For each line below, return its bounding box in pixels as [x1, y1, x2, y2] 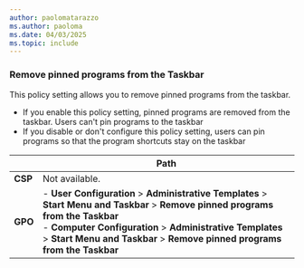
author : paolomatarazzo [9, 13, 100, 23]
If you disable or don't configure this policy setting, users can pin [22, 126, 265, 137]
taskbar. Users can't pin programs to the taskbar [22, 116, 204, 127]
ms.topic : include [9, 38, 79, 48]
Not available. [42, 172, 101, 185]
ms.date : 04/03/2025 [9, 30, 88, 39]
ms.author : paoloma [9, 22, 83, 31]
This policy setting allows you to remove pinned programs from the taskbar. [9, 89, 291, 100]
